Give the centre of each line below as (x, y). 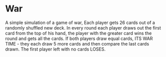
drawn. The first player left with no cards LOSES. (55, 49)
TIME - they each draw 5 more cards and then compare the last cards (77, 43)
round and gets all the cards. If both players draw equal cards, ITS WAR (79, 38)
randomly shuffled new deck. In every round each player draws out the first (83, 27)
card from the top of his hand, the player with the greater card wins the (78, 33)
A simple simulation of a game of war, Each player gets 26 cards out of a (80, 22)
